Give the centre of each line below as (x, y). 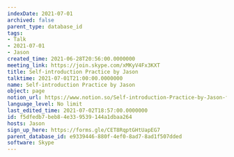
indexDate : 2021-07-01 (40, 14)
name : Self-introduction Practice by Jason (71, 85)
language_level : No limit (45, 104)
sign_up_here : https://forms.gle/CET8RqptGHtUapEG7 (84, 130)
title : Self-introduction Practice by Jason (73, 72)
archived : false (31, 20)
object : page (26, 91)
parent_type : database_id (45, 26)
